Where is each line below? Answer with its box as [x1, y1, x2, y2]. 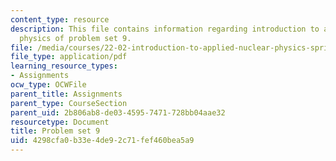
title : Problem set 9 [10, 126, 101, 136]
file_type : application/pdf [10, 52, 128, 62]
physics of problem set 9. [19, 33, 132, 43]
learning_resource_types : [10, 61, 118, 71]
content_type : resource [10, 14, 110, 25]
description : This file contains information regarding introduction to [10, 24, 320, 34]
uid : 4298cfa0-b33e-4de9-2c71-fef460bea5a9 [10, 136, 195, 146]
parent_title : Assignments [10, 89, 123, 99]
